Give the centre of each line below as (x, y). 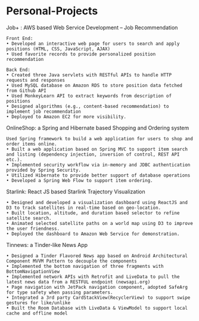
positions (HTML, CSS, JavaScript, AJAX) (58, 49)
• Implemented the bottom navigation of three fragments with (85, 266)
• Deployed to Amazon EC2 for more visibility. (66, 117)
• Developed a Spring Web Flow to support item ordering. (80, 180)
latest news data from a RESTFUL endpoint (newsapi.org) (78, 282)
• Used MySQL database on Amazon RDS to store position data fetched (94, 85)
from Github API (26, 91)
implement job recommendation (44, 112)
